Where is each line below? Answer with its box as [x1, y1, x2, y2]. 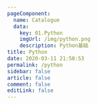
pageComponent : [7, 10, 51, 17]
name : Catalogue [13, 17, 60, 23]
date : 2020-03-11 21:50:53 [7, 55, 85, 62]
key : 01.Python [19, 29, 63, 37]
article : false [7, 74, 51, 82]
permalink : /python [7, 61, 63, 68]
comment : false [7, 81, 51, 88]
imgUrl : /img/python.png [19, 36, 91, 43]
